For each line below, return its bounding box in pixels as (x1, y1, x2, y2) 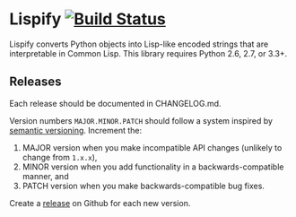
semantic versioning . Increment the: (9, 125, 143, 135)
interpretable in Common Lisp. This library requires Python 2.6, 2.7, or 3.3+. (9, 48, 288, 58)
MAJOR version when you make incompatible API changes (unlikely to (22, 142, 283, 152)
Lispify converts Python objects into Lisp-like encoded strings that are (9, 39, 269, 49)
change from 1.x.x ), (22, 152, 98, 162)
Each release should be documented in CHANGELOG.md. (9, 98, 222, 108)
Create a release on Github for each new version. (9, 197, 191, 208)
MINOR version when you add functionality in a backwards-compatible (22, 161, 284, 172)
